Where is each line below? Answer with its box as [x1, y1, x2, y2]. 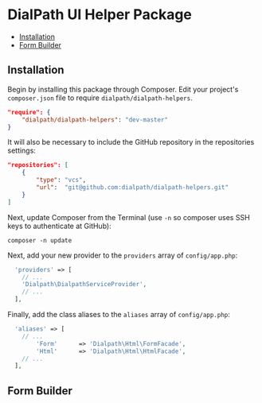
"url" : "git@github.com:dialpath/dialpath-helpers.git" [36, 184, 229, 192]
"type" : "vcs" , [36, 176, 87, 184]
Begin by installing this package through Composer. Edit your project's [7, 84, 239, 94]
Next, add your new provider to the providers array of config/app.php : [7, 250, 238, 260]
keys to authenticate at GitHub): [7, 221, 112, 231]
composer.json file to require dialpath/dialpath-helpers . [7, 93, 193, 103]
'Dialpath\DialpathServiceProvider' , [22, 281, 147, 289]
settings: [7, 145, 37, 156]
